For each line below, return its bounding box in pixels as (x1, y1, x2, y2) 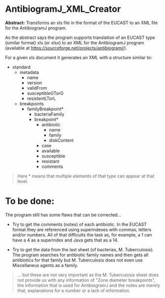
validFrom (27, 85, 47, 91)
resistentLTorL (27, 95, 56, 101)
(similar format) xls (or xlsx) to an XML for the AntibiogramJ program (5, 39, 144, 45)
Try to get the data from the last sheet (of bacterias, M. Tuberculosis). (12, 246, 154, 252)
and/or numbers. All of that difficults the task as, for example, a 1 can (12, 232, 152, 237)
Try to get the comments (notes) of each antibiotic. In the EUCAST (12, 221, 147, 227)
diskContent (49, 137, 74, 143)
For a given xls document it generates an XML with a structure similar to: (5, 54, 152, 60)
